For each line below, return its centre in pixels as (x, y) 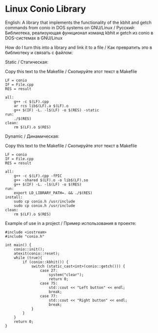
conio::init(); (29, 249)
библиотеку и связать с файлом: (39, 53)
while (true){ (28, 258)
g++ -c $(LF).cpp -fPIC (38, 176)
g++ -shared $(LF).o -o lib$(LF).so (51, 180)
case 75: (49, 283)
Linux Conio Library (46, 9)
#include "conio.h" (25, 236)
